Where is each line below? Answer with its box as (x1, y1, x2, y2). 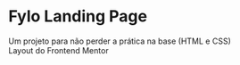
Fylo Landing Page (8, 6, 148, 27)
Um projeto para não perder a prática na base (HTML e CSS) (8, 36, 231, 46)
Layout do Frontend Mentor (8, 45, 109, 55)
